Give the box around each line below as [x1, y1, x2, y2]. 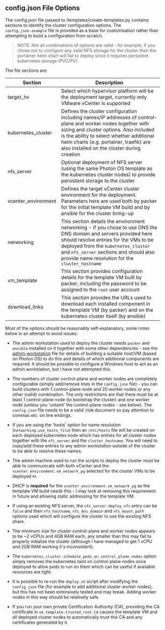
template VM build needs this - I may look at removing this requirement [12, 488, 156, 494]
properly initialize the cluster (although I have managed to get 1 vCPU [12, 538, 153, 544]
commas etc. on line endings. [12, 412, 72, 418]
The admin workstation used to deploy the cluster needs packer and [12, 340, 150, 346]
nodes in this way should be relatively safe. [12, 594, 100, 600]
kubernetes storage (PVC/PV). [17, 58, 79, 63]
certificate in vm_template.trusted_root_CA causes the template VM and [12, 609, 158, 615]
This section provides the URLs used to [61, 294, 152, 301]
